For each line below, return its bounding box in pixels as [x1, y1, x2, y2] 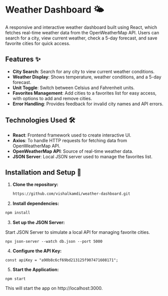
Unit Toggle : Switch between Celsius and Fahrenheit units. [12, 84, 135, 91]
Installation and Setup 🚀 [5, 168, 82, 177]
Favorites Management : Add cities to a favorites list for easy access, [12, 90, 157, 96]
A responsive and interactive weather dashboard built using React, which [5, 24, 157, 30]
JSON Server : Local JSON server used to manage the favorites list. [12, 153, 153, 159]
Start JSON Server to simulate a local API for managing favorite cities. [5, 229, 150, 235]
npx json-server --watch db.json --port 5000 [5, 239, 102, 244]
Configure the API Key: [12, 248, 62, 254]
